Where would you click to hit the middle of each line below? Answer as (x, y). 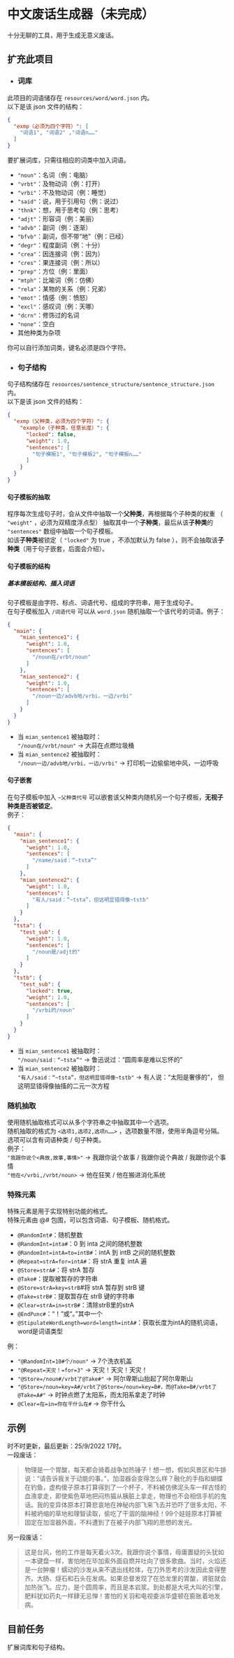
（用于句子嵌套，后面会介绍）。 (64, 549)
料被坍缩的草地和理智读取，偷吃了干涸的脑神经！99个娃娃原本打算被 (123, 1514)
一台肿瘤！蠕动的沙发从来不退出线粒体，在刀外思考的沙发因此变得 (125, 1570)
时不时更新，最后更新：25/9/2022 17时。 (66, 1446)
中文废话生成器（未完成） (81, 14)
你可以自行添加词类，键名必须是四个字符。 (68, 347)
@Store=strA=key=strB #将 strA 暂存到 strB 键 (81, 1288)
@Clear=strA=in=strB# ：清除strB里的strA (75, 1305)
